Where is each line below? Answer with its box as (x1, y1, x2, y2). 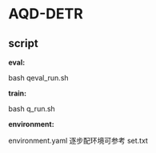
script (8, 37, 38, 50)
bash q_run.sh (8, 104, 56, 113)
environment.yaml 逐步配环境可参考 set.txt (8, 136, 148, 145)
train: (8, 88, 26, 98)
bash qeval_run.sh (8, 73, 70, 82)
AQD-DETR (8, 5, 84, 23)
